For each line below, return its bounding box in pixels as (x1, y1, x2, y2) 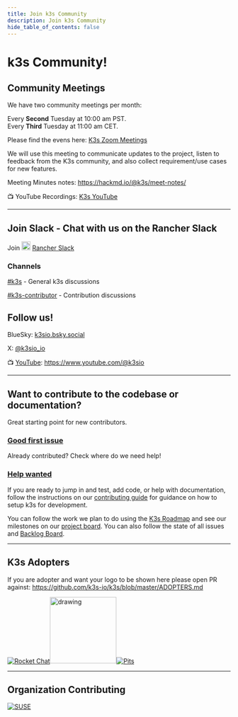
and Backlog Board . (7, 529, 65, 538)
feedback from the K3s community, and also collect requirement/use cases (7, 157, 227, 166)
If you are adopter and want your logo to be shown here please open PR (7, 575, 217, 584)
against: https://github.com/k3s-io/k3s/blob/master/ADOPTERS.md (7, 583, 203, 591)
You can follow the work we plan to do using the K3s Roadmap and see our (7, 514, 227, 522)
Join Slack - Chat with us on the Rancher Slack (7, 222, 217, 234)
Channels (7, 261, 41, 271)
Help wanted (7, 469, 52, 479)
